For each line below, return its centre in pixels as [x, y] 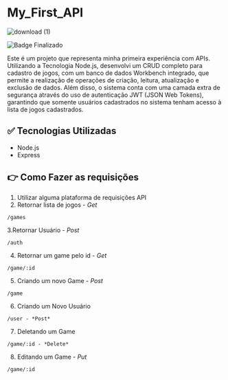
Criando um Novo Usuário [54, 306]
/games [16, 217]
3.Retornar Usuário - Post [43, 230]
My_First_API [45, 13]
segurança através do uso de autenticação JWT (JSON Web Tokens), [105, 95]
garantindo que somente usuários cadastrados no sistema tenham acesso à [114, 102]
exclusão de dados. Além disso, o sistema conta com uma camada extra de [114, 87]
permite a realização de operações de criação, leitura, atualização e [103, 80]
